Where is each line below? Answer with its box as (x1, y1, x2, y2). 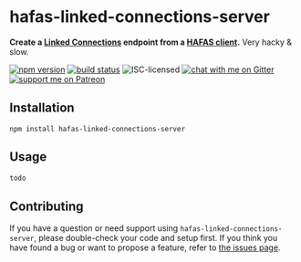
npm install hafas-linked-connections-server (9, 124, 185, 133)
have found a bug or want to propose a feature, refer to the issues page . (9, 242, 281, 253)
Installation (9, 100, 75, 116)
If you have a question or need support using (9, 223, 179, 234)
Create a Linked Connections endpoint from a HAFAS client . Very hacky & (9, 37, 293, 47)
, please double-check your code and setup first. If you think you (33, 233, 278, 244)
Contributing (9, 198, 84, 214)
